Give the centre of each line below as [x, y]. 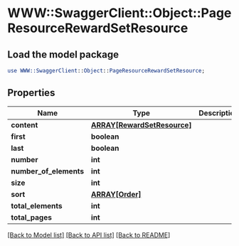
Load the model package [63, 54]
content [25, 124]
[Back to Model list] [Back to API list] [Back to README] [89, 235]
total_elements [37, 205]
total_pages [31, 217]
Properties [31, 93]
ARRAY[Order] [116, 194]
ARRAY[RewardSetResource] [142, 124]
